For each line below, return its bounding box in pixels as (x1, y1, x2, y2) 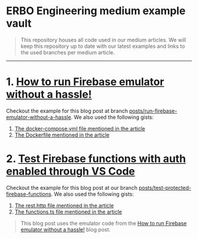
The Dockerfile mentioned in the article (14, 131, 110, 138)
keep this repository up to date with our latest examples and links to (20, 43, 186, 50)
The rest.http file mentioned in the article (14, 202, 114, 209)
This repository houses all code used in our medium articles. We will (20, 36, 187, 43)
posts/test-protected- (138, 184, 192, 191)
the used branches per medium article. (20, 49, 115, 56)
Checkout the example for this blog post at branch (6, 107, 128, 114)
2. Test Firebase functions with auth (6, 152, 186, 166)
